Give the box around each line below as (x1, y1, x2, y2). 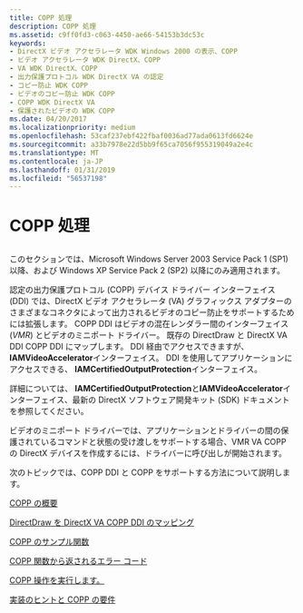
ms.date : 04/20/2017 (9, 114, 88, 124)
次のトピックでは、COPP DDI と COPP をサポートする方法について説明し (9, 467, 283, 478)
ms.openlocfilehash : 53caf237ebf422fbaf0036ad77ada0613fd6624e (9, 132, 254, 141)
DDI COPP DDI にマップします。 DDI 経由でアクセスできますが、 (9, 341, 249, 351)
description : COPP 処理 (9, 22, 97, 31)
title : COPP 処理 (9, 13, 73, 23)
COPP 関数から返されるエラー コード (9, 555, 148, 566)
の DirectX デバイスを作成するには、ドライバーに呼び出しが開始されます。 (9, 447, 288, 459)
